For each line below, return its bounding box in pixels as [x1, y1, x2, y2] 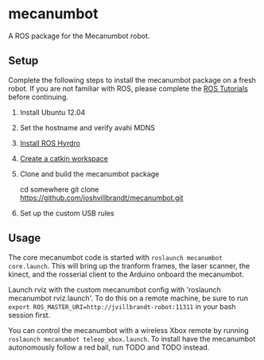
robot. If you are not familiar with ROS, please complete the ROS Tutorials [8, 83, 248, 93]
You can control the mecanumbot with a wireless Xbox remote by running [8, 325, 249, 335]
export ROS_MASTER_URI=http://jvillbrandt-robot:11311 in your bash [8, 301, 236, 311]
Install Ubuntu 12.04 [19, 107, 86, 117]
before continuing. [8, 92, 69, 102]
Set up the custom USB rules [19, 208, 115, 218]
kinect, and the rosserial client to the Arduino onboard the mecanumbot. [8, 269, 244, 279]
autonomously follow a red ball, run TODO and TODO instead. [8, 343, 210, 352]
